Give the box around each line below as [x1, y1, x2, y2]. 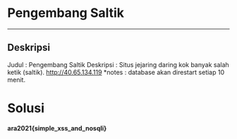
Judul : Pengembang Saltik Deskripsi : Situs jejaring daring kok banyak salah [7, 60, 229, 68]
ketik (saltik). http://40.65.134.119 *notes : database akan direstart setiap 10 [7, 68, 225, 76]
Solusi [7, 100, 44, 116]
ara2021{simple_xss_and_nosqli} [7, 123, 107, 132]
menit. [7, 75, 26, 84]
